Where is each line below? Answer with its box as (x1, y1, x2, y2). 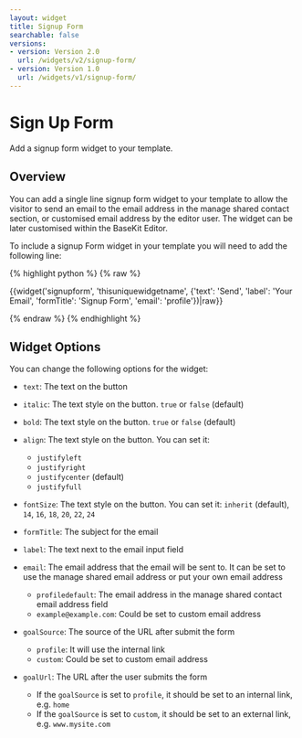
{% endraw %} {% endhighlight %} (9, 313, 141, 324)
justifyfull (36, 483, 82, 492)
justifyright (36, 464, 87, 473)
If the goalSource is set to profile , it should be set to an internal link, (36, 690, 294, 701)
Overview (9, 169, 67, 185)
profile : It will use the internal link (36, 644, 166, 655)
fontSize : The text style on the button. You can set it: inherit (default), (22, 499, 290, 510)
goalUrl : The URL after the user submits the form (22, 671, 208, 682)
